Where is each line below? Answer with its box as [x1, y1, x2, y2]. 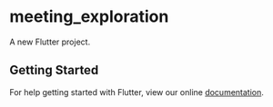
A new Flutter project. [9, 36, 91, 47]
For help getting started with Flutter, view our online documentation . [9, 86, 264, 97]
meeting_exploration [9, 6, 169, 27]
